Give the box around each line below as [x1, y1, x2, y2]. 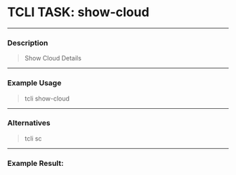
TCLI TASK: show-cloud [7, 4, 150, 20]
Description [7, 38, 48, 48]
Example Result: [7, 158, 64, 168]
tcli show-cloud [24, 94, 70, 103]
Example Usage [7, 78, 62, 88]
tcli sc [24, 134, 42, 143]
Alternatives [7, 118, 51, 128]
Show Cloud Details [24, 54, 82, 63]
